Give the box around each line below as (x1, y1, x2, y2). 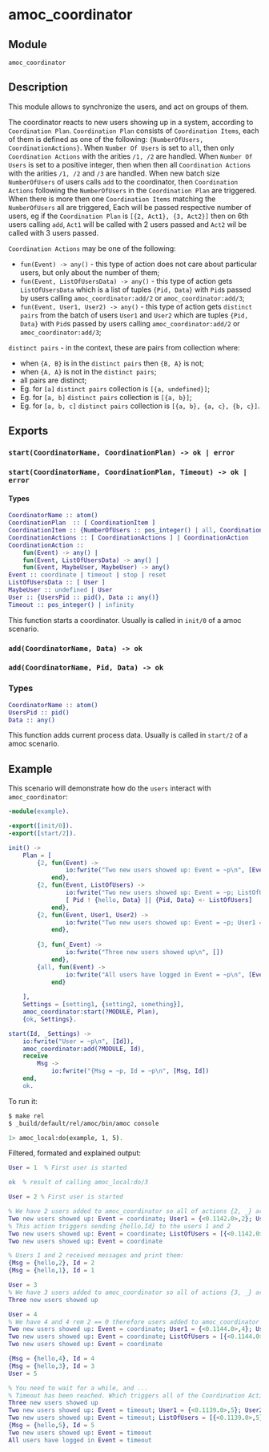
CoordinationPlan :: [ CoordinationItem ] (8, 519, 156, 527)
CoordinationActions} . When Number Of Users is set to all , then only (8, 143, 235, 152)
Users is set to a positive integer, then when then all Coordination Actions (8, 160, 251, 169)
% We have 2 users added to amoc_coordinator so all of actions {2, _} (8, 1207, 252, 1215)
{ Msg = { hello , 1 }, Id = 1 (8, 1267, 94, 1275)
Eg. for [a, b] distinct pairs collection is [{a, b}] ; (19, 392, 192, 402)
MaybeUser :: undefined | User (8, 586, 113, 594)
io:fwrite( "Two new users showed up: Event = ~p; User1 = (65, 918, 263, 927)
